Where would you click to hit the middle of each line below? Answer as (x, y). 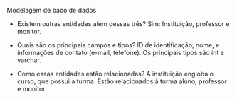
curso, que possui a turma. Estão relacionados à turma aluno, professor (122, 81)
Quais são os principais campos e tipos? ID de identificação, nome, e (118, 45)
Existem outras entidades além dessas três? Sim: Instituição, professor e (123, 24)
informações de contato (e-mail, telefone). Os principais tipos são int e (121, 53)
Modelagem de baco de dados (52, 10)
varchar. (29, 60)
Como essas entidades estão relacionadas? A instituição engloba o (115, 74)
